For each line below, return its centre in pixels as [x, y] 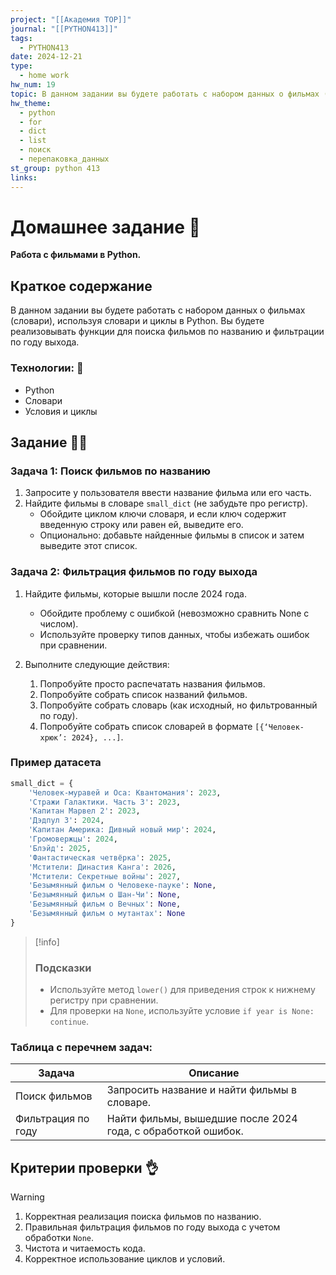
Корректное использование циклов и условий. [125, 1259]
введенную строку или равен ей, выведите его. [141, 525]
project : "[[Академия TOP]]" [71, 19]
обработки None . [59, 1238]
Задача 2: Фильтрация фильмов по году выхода [134, 572]
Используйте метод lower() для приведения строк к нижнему [182, 990]
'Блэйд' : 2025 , [60, 848]
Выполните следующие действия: [97, 664]
